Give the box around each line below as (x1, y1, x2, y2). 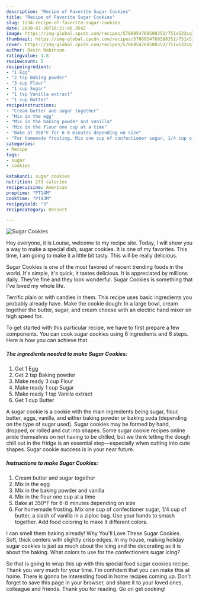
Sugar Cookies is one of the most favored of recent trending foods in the (6, 263, 184, 271)
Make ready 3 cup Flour (14, 378, 73, 385)
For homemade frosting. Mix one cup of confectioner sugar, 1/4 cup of (14, 506, 187, 513)
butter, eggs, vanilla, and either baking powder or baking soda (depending (6, 414, 187, 422)
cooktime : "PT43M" (6, 195, 52, 201)
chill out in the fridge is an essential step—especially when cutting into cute (6, 439, 191, 447)
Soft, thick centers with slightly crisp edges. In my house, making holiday (6, 536, 185, 544)
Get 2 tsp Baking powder (14, 371, 76, 379)
